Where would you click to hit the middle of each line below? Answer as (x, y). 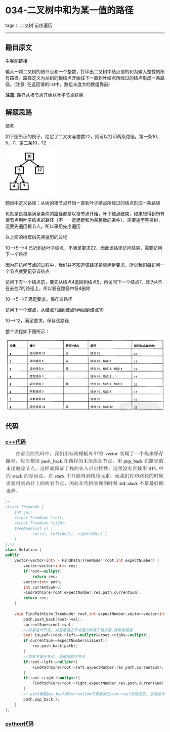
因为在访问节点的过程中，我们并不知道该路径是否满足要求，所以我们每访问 (83, 265)
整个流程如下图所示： (27, 331)
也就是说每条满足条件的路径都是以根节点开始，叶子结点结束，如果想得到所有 (85, 214)
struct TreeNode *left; (39, 518)
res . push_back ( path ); (55, 646)
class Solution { (24, 550)
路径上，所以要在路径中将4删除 (58, 288)
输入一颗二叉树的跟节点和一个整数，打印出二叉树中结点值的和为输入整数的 (83, 71)
